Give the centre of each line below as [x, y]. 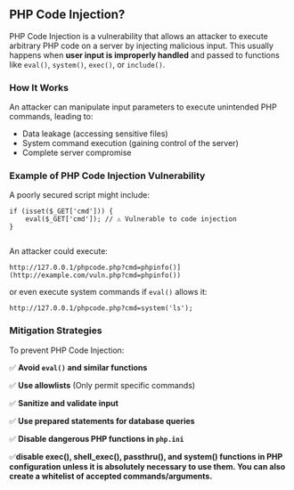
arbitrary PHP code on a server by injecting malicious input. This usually [142, 45]
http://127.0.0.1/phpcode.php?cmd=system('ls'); [101, 308]
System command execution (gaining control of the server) [130, 143]
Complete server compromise [77, 153]
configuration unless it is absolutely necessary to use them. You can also [147, 466]
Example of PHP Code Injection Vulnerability [107, 176]
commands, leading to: [51, 117]
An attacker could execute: [59, 251]
